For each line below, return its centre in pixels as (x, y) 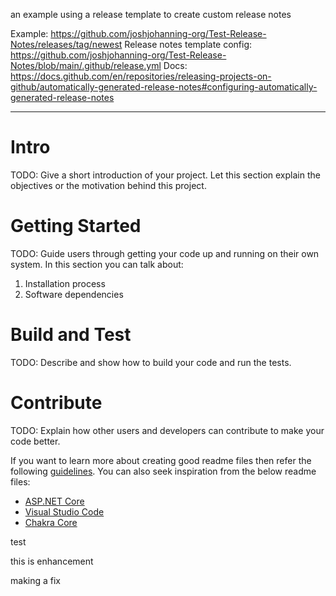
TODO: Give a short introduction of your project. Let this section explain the (165, 175)
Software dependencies (74, 294)
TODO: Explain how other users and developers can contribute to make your (167, 430)
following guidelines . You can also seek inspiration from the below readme (163, 471)
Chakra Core (51, 522)
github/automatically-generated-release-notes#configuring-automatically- (164, 87)
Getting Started (76, 226)
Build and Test (71, 335)
